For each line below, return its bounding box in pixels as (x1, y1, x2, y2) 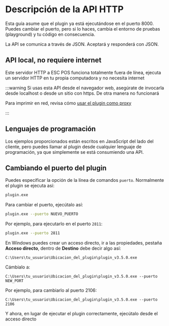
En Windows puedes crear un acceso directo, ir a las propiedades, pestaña (5, 240, 162, 246)
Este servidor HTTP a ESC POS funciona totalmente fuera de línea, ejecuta (5, 69, 161, 75)
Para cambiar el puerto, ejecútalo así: (5, 202, 83, 208)
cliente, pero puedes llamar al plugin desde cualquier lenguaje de (5, 144, 142, 150)
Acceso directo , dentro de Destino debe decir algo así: (5, 246, 121, 251)
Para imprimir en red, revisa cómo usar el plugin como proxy (5, 100, 132, 106)
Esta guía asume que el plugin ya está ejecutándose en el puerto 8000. (5, 20, 154, 26)
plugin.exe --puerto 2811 (5, 231, 60, 236)
